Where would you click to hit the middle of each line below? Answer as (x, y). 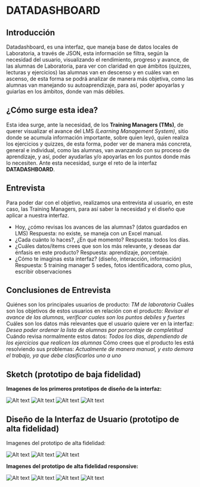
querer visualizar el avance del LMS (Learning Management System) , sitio (97, 131)
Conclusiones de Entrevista (59, 290)
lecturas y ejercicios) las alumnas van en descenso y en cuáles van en (93, 72)
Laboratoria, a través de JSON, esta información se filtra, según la (87, 53)
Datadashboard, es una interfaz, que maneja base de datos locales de (92, 47)
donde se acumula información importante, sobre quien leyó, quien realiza (98, 137)
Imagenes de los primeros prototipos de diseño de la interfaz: (84, 389)
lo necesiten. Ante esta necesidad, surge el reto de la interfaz (81, 163)
